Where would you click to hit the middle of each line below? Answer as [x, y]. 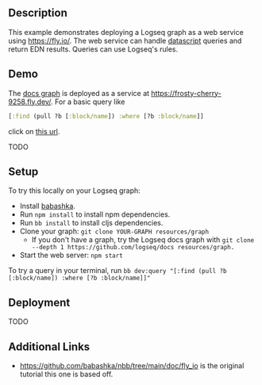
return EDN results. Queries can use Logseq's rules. [93, 49]
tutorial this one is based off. [66, 374]
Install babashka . [47, 206]
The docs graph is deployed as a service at [79, 93]
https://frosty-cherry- [186, 93]
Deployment [39, 302]
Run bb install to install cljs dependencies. [91, 223]
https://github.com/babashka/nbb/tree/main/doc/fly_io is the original [132, 365]
